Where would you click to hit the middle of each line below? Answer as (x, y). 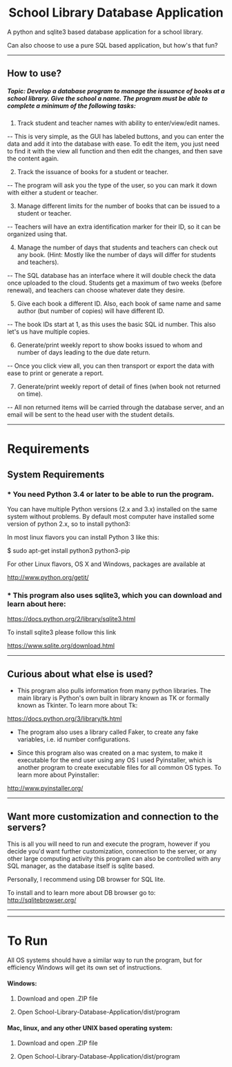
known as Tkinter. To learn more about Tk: (77, 706)
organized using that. (37, 234)
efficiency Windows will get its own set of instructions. (85, 967)
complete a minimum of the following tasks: (71, 106)
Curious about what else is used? (80, 674)
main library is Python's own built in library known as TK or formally (113, 698)
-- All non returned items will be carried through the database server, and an (116, 407)
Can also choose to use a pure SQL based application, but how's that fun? (113, 45)
